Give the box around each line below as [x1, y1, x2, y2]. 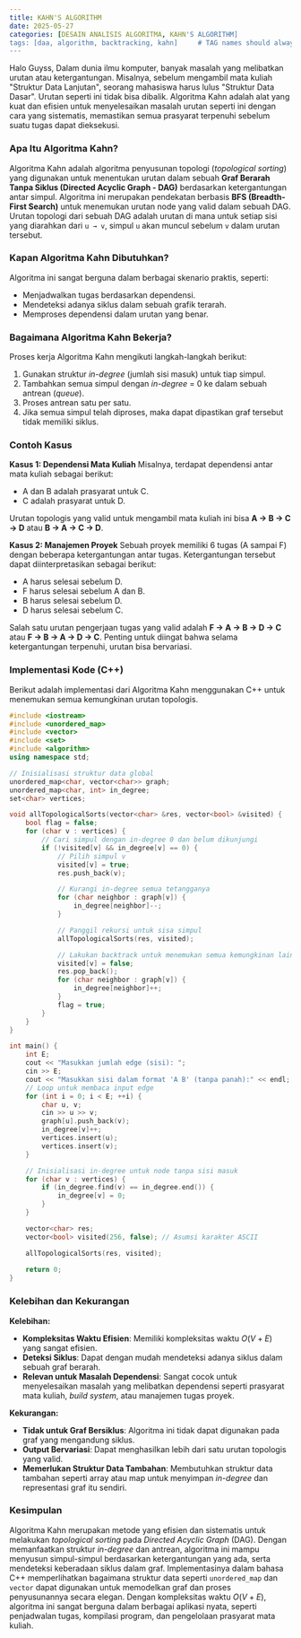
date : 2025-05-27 [9, 22, 74, 30]
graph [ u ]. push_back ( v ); [41, 1117, 130, 1126]
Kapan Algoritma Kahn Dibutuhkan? [9, 252, 169, 265]
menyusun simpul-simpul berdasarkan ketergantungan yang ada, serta [9, 1553, 271, 1564]
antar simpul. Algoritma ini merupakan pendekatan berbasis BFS [9, 191, 247, 202]
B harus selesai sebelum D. [21, 596, 123, 606]
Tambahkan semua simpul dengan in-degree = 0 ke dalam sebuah [21, 379, 267, 389]
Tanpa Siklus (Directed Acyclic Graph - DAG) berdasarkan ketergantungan [9, 181, 288, 193]
